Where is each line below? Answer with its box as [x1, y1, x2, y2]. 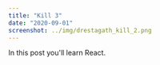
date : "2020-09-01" [8, 19, 74, 27]
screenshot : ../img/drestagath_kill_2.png [8, 26, 152, 34]
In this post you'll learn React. [8, 48, 106, 58]
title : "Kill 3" [8, 11, 62, 20]
